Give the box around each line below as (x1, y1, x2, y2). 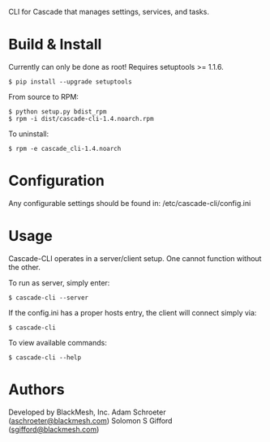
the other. (8, 262, 41, 272)
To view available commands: (8, 337, 107, 347)
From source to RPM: (8, 92, 79, 101)
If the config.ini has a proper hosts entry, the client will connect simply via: (8, 307, 257, 317)
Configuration (8, 172, 105, 190)
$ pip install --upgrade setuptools (8, 77, 132, 86)
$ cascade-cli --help (8, 353, 82, 362)
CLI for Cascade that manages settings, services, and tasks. (8, 7, 209, 16)
